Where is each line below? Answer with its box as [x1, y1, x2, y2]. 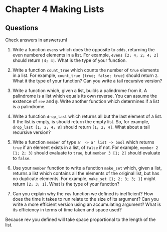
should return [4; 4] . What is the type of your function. [12, 57, 127, 63]
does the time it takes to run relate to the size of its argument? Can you [12, 196, 159, 202]
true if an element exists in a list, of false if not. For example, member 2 [12, 144, 158, 150]
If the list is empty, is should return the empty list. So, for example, [12, 119, 149, 124]
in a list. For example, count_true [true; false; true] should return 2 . [12, 72, 159, 79]
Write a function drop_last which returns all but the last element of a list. [12, 113, 162, 119]
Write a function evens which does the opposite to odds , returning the [12, 47, 155, 52]
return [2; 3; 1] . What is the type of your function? [12, 181, 120, 187]
